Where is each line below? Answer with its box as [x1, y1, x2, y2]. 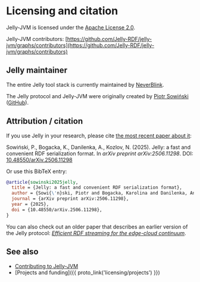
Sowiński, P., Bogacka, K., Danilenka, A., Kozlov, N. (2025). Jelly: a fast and [6, 143, 191, 151]
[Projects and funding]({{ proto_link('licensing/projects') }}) [14, 269, 161, 276]
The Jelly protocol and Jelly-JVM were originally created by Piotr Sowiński [6, 92, 189, 99]
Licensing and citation [6, 4, 118, 18]
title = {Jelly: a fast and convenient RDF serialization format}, [11, 184, 183, 191]
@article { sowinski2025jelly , [6, 179, 79, 185]
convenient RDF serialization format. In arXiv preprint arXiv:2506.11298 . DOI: [6, 150, 193, 157]
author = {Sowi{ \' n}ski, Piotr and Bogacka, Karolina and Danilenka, [11, 190, 187, 196]
